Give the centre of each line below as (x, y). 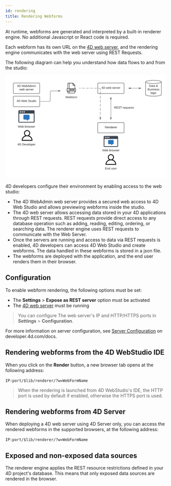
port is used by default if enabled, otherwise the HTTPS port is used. (90, 396)
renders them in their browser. (45, 261)
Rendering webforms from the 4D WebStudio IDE (85, 352)
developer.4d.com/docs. (31, 336)
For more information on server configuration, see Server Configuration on (84, 331)
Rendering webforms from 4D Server (66, 411)
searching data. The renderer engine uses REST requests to (76, 229)
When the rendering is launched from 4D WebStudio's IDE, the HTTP (90, 390)
